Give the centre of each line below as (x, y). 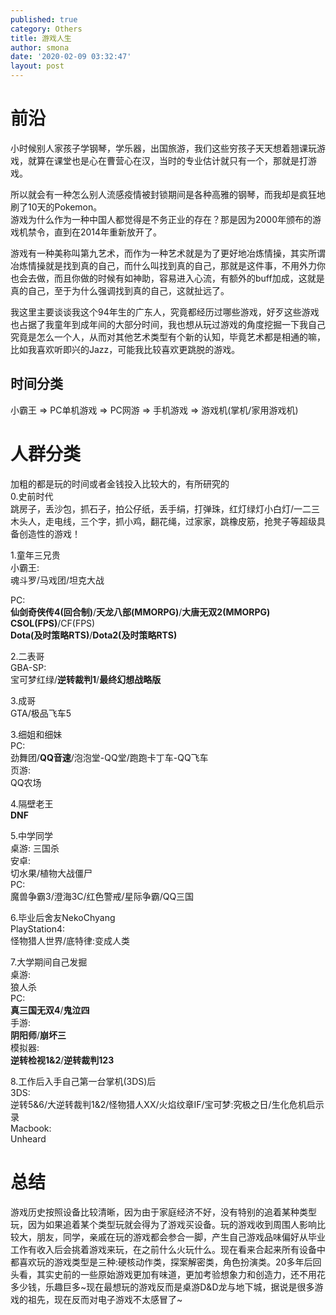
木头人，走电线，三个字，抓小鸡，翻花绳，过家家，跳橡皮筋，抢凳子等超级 (163, 521)
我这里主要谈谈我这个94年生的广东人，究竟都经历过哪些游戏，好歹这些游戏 (165, 312)
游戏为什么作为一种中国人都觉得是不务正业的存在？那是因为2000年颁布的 (161, 219)
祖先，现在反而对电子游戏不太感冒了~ (105, 1299)
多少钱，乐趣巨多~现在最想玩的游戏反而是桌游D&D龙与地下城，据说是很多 (162, 1287)
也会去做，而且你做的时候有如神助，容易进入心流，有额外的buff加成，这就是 (167, 278)
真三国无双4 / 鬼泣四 (50, 1010)
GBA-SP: (28, 667)
